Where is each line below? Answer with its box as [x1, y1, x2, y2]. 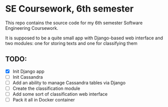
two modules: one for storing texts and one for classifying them [5, 40, 138, 46]
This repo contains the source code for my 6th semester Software [5, 20, 143, 26]
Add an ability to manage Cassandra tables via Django [12, 79, 125, 86]
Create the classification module [12, 85, 80, 91]
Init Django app [12, 68, 45, 74]
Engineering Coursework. [5, 25, 59, 31]
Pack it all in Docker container [12, 97, 75, 103]
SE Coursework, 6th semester [5, 3, 134, 15]
